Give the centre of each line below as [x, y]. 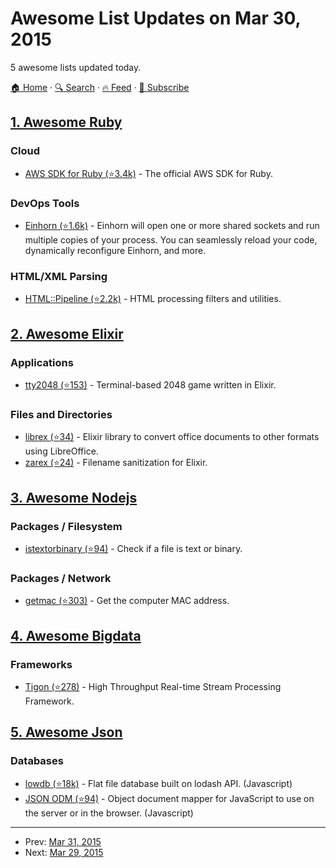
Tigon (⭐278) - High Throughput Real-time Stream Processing [153, 686]
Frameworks [41, 664]
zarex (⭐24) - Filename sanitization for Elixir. [116, 463]
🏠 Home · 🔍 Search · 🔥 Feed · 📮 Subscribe [100, 87]
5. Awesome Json [66, 732]
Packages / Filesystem [66, 526]
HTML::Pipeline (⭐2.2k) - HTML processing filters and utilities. [153, 299]
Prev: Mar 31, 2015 [63, 841]
